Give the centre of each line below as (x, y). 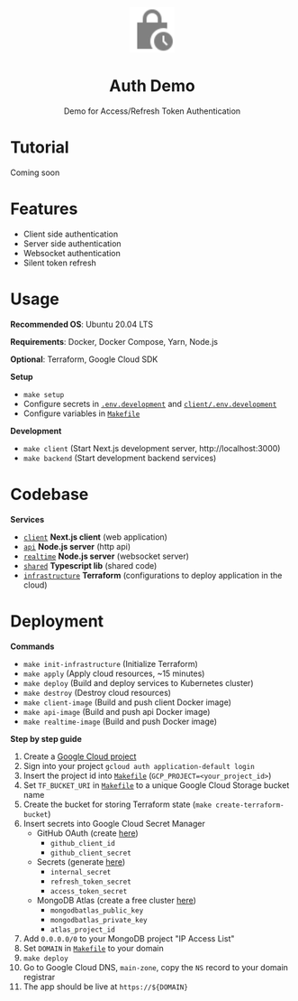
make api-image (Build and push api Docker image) (117, 711)
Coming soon (35, 172)
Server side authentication (72, 243)
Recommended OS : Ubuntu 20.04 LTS (82, 324)
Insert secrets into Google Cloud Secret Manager (114, 823)
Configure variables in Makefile (81, 413)
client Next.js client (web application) (95, 537)
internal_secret (81, 872)
